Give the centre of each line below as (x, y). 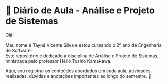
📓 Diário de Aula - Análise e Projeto (80, 10)
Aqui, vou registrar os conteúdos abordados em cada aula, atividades (78, 71)
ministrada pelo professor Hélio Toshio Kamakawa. (58, 61)
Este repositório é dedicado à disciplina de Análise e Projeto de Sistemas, (82, 56)
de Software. (19, 50)
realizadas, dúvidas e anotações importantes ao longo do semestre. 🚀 (78, 76)
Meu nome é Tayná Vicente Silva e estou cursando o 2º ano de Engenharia (84, 45)
